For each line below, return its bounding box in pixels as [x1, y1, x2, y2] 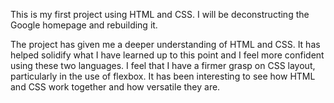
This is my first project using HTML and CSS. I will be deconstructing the [10, 9, 310, 20]
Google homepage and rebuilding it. [10, 19, 158, 31]
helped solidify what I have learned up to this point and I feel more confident [10, 49, 325, 61]
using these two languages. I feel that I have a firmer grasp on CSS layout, [10, 60, 316, 71]
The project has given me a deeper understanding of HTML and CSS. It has [10, 39, 321, 50]
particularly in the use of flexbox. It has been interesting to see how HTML [10, 70, 316, 82]
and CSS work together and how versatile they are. [10, 81, 221, 93]
